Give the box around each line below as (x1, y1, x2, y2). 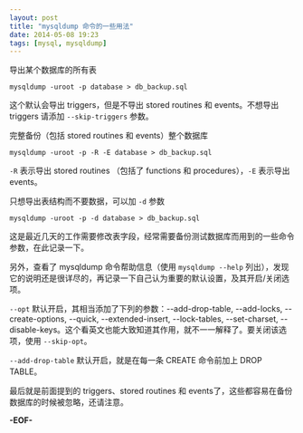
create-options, (9, 313, 68, 324)
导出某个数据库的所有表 (9, 64, 97, 75)
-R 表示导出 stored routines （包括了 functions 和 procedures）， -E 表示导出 (9, 165, 291, 177)
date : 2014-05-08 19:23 (9, 30, 99, 39)
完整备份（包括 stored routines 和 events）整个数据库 (9, 130, 209, 141)
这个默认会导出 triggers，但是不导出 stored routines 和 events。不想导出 (9, 100, 279, 111)
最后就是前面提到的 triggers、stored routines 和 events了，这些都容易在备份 (9, 386, 293, 397)
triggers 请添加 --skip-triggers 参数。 (9, 111, 154, 122)
